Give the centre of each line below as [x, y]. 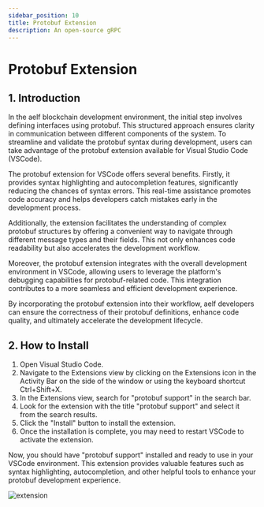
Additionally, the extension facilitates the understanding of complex [117, 223]
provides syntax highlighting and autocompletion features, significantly [123, 183]
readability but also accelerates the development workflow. [104, 248]
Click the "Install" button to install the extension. [97, 423]
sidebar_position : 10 [44, 15]
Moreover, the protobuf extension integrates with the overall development [128, 263]
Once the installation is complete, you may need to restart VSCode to [132, 431]
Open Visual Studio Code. [61, 364]
